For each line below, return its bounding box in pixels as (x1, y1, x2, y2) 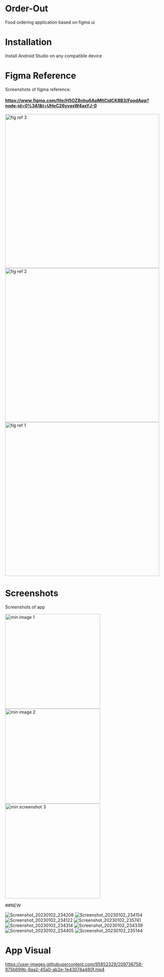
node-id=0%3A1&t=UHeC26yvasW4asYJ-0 (5, 103, 97, 109)
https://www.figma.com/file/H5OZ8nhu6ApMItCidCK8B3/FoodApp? (5, 98, 149, 103)
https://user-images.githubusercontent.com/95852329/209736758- (5, 961, 143, 967)
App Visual (5, 945, 51, 956)
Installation (5, 36, 52, 48)
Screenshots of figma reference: (5, 86, 71, 92)
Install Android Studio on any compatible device (5, 53, 102, 59)
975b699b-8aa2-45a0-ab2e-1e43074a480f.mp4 (5, 966, 105, 972)
